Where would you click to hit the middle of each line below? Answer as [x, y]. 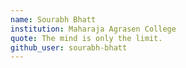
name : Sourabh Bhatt [53, 19]
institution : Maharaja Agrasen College [93, 29]
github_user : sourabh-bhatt [69, 47]
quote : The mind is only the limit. [86, 38]
